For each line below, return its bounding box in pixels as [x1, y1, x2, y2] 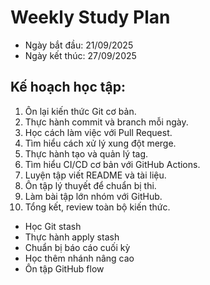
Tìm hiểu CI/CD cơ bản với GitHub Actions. [24, 158, 201, 170]
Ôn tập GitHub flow [24, 262, 105, 275]
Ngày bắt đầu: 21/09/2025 [24, 39, 134, 51]
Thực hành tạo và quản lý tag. [24, 147, 149, 160]
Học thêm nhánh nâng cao [24, 252, 135, 264]
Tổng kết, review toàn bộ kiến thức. [24, 201, 171, 213]
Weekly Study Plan [10, 6, 171, 29]
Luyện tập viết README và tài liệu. [24, 169, 167, 181]
